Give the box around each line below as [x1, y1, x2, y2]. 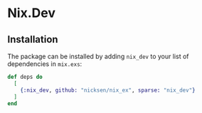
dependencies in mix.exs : [7, 60, 83, 68]
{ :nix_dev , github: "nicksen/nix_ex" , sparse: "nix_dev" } [20, 87, 196, 94]
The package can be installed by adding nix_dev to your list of [7, 52, 189, 60]
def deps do [7, 73, 43, 80]
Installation [7, 33, 58, 45]
